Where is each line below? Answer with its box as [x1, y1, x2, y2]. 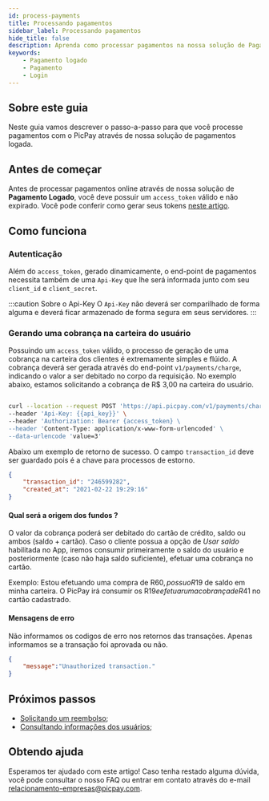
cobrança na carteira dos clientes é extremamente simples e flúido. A [8, 354, 238, 364]
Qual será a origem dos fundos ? [8, 510, 118, 520]
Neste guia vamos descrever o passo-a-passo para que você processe [8, 122, 243, 132]
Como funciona [8, 224, 87, 237]
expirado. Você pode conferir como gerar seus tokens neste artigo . [8, 201, 231, 211]
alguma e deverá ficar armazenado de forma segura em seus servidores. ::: [8, 307, 257, 317]
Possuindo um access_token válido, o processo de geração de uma [8, 346, 230, 355]
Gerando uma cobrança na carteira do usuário [8, 327, 191, 338]
